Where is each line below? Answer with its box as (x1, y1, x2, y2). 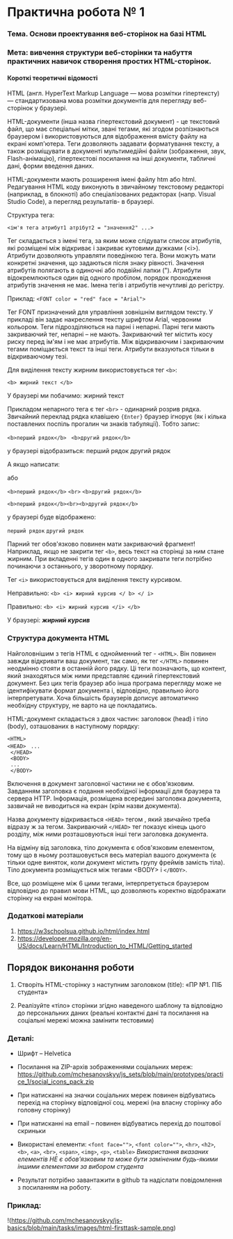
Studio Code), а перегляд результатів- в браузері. (7, 198, 154, 206)
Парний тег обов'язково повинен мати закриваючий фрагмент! (7, 540, 196, 549)
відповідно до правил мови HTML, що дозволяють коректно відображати (7, 886, 226, 894)
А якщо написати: (7, 460, 61, 468)
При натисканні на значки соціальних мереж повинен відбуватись (17, 1091, 216, 1099)
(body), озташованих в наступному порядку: (7, 722, 140, 730)
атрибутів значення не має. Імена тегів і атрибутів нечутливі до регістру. (7, 281, 225, 290)
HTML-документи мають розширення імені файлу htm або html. (7, 175, 197, 184)
